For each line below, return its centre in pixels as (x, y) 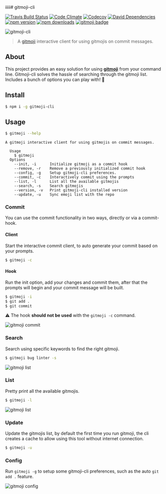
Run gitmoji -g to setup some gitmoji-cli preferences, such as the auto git (82, 471)
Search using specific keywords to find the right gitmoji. (62, 349)
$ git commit (19, 306)
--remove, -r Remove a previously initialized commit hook (80, 168)
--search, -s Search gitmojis (49, 186)
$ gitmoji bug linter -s (31, 358)
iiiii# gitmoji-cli (20, 7)
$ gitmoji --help (23, 134)
